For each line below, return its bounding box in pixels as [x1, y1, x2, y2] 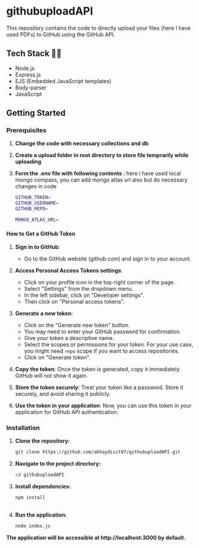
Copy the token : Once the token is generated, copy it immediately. [15, 365, 181, 373]
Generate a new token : [15, 310, 73, 317]
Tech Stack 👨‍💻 [6, 49, 62, 59]
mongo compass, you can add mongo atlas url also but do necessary [15, 176, 188, 183]
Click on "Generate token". [24, 354, 91, 361]
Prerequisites [6, 126, 47, 135]
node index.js [15, 523, 51, 529]
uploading [15, 158, 42, 165]
